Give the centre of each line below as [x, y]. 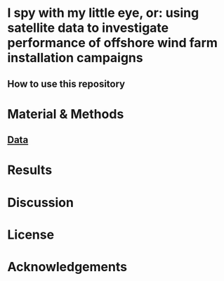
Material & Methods [66, 114]
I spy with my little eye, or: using [103, 13]
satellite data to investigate [88, 28]
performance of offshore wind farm [112, 43]
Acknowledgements [67, 267]
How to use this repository [66, 83]
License [31, 235]
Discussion [40, 202]
